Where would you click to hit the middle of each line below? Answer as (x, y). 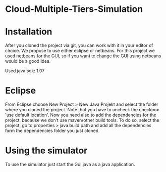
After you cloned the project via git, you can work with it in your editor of (79, 45)
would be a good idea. (28, 61)
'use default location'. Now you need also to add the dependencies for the (81, 115)
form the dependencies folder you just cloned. (53, 131)
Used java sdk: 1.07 (25, 71)
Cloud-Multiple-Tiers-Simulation (74, 9)
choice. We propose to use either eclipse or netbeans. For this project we (80, 51)
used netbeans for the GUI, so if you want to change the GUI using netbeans (83, 56)
